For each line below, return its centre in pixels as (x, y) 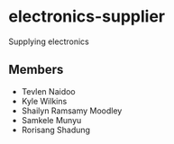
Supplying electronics (49, 41)
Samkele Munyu (51, 120)
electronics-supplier (87, 17)
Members (36, 70)
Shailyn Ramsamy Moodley (72, 111)
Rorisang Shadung (56, 130)
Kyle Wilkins (44, 101)
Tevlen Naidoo (48, 91)
